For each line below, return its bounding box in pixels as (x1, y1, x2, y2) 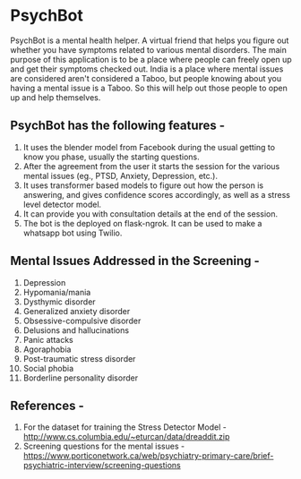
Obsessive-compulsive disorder (22, 315, 142, 326)
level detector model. (22, 199, 102, 210)
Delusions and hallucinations (22, 324, 129, 336)
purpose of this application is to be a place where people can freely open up (10, 54, 292, 64)
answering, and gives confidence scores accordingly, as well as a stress (22, 189, 290, 200)
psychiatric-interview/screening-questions (22, 460, 182, 471)
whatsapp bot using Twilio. (22, 227, 123, 238)
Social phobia (22, 363, 74, 373)
